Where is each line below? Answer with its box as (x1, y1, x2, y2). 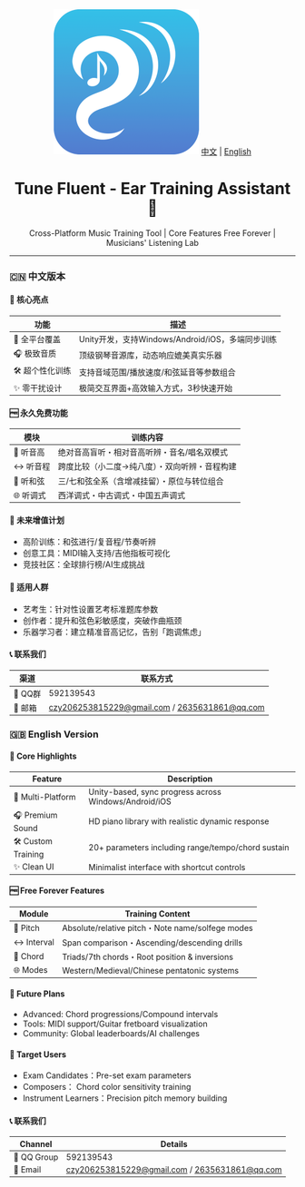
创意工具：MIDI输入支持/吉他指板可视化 (22, 548, 171, 559)
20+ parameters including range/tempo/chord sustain (88, 841, 290, 852)
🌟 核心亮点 (9, 294, 49, 305)
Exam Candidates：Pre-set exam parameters (22, 1070, 192, 1081)
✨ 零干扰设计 (13, 382, 63, 393)
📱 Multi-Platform (13, 791, 76, 802)
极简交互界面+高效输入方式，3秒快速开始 (78, 382, 233, 393)
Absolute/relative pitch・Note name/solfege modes (62, 923, 253, 934)
